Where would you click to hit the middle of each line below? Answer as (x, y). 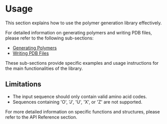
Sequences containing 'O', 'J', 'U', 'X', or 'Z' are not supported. (77, 102)
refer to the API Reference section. (41, 117)
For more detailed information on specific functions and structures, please (83, 111)
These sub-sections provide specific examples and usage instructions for (82, 63)
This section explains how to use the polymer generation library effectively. (83, 23)
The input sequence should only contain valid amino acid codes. (80, 96)
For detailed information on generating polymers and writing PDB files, (79, 32)
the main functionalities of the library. (44, 68)
